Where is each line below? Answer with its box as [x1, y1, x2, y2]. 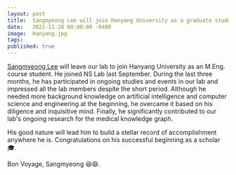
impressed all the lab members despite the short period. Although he [7, 85, 206, 93]
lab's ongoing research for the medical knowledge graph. [7, 115, 173, 123]
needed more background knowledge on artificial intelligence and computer [7, 92, 227, 101]
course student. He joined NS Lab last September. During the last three [7, 70, 213, 78]
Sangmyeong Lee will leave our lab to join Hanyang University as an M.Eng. [7, 63, 225, 70]
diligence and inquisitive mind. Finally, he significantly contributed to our [7, 107, 216, 115]
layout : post [7, 10, 46, 18]
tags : [7, 37, 23, 44]
